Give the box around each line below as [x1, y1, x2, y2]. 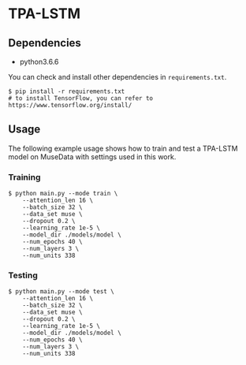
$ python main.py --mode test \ [8, 288, 114, 296]
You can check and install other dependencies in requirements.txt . [8, 73, 227, 81]
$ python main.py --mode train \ [8, 190, 118, 198]
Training [8, 171, 41, 182]
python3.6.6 [19, 57, 59, 66]
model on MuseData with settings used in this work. [8, 151, 177, 162]
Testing [8, 270, 38, 281]
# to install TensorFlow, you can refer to [8, 95, 154, 102]
